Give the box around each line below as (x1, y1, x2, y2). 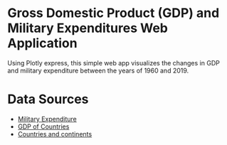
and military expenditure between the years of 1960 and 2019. (7, 66, 189, 75)
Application (7, 36, 78, 51)
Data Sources (7, 91, 89, 107)
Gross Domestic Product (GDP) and (7, 5, 220, 21)
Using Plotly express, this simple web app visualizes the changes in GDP (7, 58, 221, 67)
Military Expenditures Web (7, 20, 169, 36)
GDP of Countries (17, 122, 70, 131)
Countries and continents (17, 129, 93, 138)
